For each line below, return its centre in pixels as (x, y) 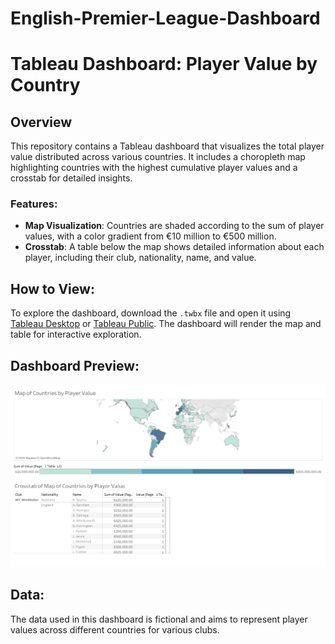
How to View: (52, 288)
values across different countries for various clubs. (115, 629)
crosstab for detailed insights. (71, 178)
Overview (41, 122)
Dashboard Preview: (75, 365)
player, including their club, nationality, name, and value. (140, 258)
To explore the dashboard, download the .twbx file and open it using (151, 313)
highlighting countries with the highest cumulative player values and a (154, 168)
